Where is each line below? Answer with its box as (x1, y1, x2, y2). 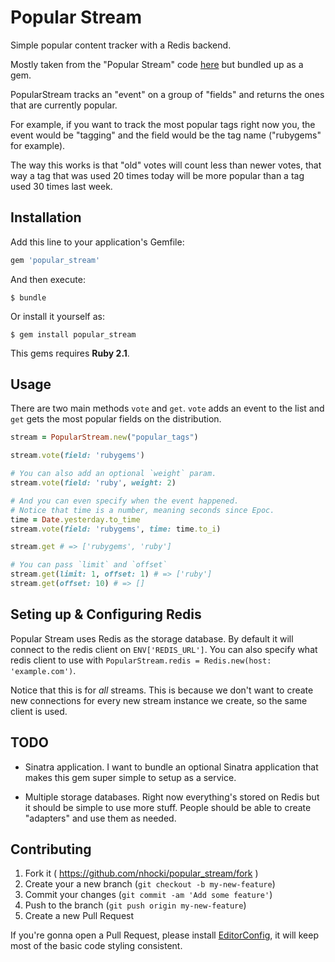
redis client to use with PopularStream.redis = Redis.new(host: (10, 654, 272, 666)
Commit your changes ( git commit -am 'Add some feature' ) (24, 889, 273, 901)
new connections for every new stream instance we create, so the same (10, 694, 308, 706)
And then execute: (10, 273, 86, 285)
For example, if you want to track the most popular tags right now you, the (10, 118, 316, 130)
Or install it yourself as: (10, 310, 105, 322)
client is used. (10, 705, 68, 717)
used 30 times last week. (10, 180, 113, 192)
